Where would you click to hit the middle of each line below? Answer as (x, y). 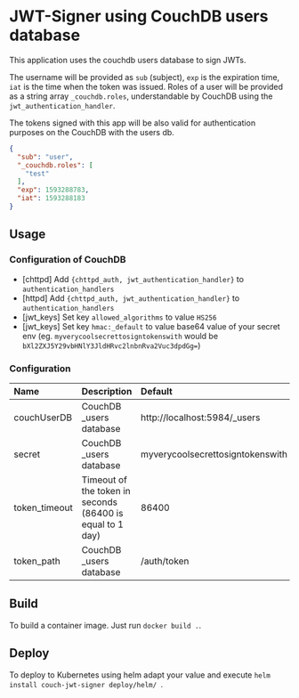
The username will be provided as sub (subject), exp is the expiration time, (145, 77)
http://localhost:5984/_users (201, 418)
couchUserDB (43, 418)
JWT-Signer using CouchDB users (139, 16)
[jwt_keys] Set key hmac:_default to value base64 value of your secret (151, 326)
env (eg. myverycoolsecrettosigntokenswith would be (120, 336)
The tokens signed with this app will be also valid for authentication (133, 123)
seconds (100, 502)
